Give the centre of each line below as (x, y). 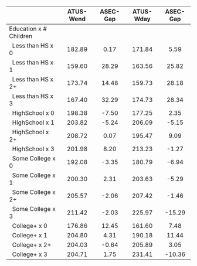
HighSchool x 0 (33, 113)
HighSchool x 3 (33, 149)
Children (21, 36)
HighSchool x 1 (33, 122)
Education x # (28, 29)
